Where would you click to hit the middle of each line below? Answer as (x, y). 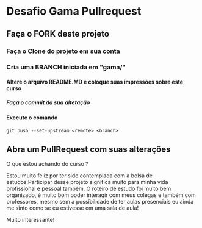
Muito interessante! (31, 220)
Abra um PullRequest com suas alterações (88, 149)
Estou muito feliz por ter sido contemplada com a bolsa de (80, 176)
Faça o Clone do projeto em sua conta (63, 51)
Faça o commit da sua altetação (48, 102)
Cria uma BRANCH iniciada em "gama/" (66, 67)
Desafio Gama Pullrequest (74, 11)
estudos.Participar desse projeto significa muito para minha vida (87, 182)
